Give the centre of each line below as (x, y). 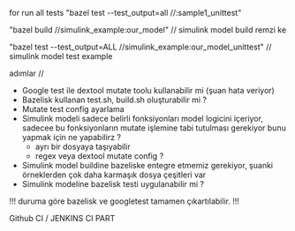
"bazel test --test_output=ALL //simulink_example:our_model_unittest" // (140, 47)
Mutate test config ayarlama (73, 109)
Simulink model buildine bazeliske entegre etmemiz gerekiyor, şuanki (147, 165)
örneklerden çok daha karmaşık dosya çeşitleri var (114, 175)
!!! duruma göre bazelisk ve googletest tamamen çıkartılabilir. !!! (125, 201)
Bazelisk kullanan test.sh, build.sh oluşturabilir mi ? (114, 100)
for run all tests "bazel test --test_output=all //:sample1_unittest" (125, 13)
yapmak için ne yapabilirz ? (72, 137)
